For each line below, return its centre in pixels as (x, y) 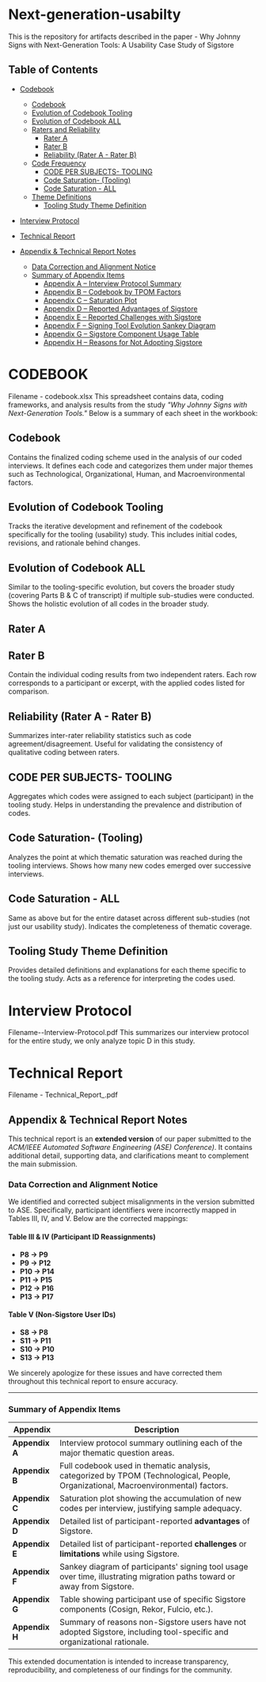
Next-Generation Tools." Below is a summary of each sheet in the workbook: (133, 413)
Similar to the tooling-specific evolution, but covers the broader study (122, 587)
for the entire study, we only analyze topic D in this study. (102, 1041)
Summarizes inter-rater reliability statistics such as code (100, 736)
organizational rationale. (104, 1642)
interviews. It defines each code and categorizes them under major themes (131, 466)
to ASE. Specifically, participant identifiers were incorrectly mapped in (122, 1210)
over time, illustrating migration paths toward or (147, 1577)
